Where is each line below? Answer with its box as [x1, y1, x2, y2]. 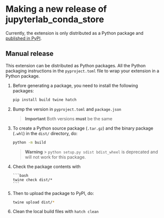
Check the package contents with [12, 163, 81, 169]
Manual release [5, 50, 54, 58]
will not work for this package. [24, 154, 86, 160]
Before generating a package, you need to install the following [12, 82, 139, 88]
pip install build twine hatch [12, 97, 77, 102]
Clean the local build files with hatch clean [12, 209, 99, 215]
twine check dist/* [12, 177, 53, 182]
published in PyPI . [5, 35, 42, 41]
